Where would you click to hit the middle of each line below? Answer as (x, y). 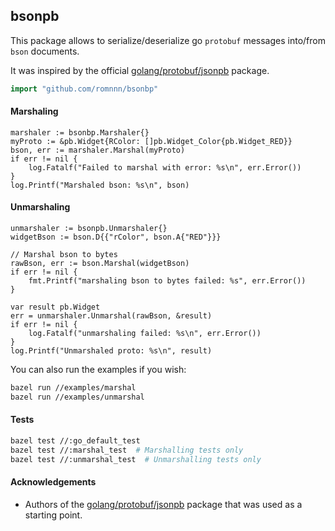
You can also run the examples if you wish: (98, 370)
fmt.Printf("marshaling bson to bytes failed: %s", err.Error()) (167, 281)
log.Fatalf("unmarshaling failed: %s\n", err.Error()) (145, 334)
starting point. (53, 515)
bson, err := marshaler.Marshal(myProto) (98, 150)
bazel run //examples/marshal (73, 388)
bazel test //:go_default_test (75, 441)
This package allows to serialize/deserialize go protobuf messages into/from (168, 40)
